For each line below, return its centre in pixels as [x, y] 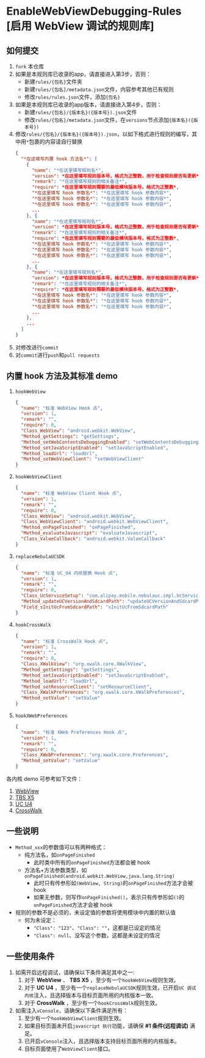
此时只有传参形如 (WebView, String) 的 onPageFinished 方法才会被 [113, 883]
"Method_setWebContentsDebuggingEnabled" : [76, 442]
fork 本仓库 [30, 66]
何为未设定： [40, 920]
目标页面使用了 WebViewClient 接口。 [69, 1048]
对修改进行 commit [37, 347]
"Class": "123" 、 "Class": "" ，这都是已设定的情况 [97, 927]
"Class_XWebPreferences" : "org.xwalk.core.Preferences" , [95, 755]
